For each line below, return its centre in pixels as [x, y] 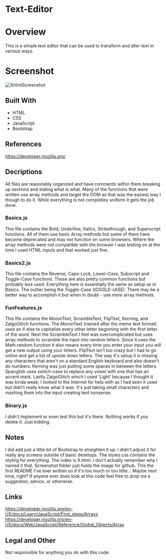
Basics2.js [18, 263]
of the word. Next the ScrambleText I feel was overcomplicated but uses [79, 334]
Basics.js [16, 218]
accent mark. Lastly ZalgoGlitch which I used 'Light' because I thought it [79, 377]
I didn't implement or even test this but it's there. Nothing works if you [77, 417]
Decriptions [24, 172]
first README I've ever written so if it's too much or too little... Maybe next [81, 471]
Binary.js [16, 406]
